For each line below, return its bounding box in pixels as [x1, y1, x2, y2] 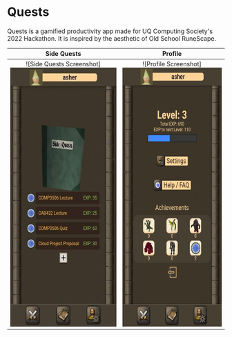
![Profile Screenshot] [142, 59, 202, 68]
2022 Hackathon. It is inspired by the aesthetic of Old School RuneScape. [7, 34, 216, 42]
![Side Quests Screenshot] [26, 59, 101, 68]
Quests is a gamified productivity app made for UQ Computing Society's [7, 27, 213, 35]
